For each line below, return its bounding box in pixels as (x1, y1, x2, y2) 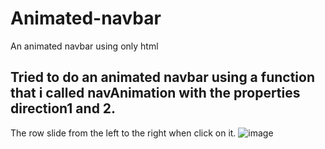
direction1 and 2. (10, 100, 117, 117)
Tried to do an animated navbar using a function (10, 69, 315, 86)
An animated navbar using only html (10, 40, 159, 52)
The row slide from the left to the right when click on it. (10, 127, 237, 139)
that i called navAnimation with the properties (10, 85, 301, 102)
